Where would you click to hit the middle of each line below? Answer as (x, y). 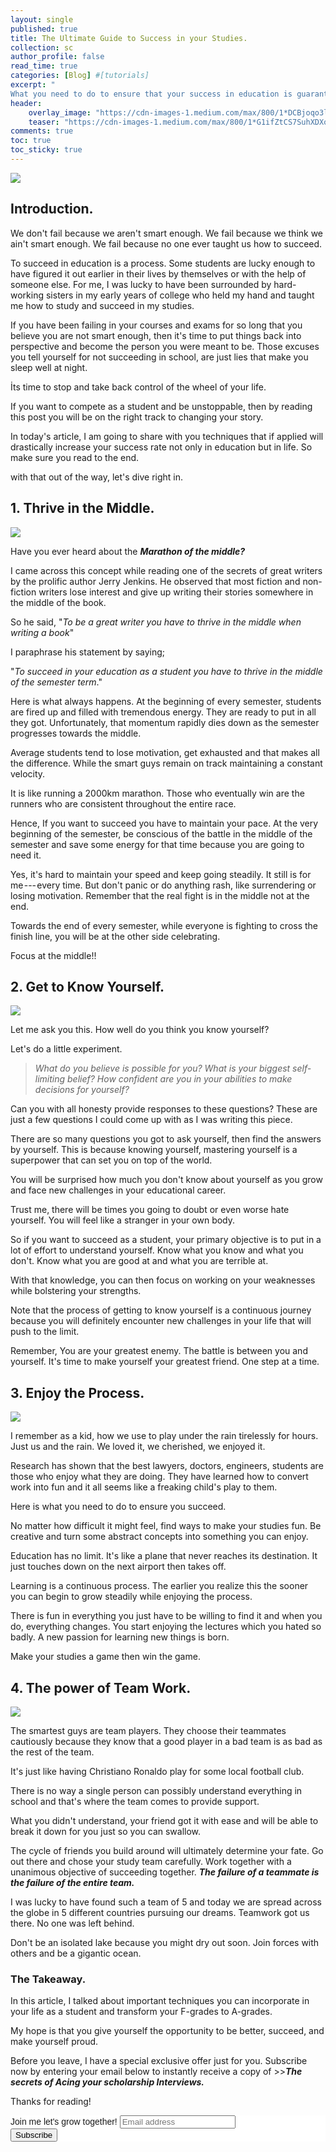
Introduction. (52, 209)
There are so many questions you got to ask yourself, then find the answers (166, 1139)
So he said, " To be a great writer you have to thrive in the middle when (156, 622)
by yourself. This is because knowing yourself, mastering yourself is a (154, 1150)
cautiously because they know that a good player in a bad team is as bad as (166, 1741)
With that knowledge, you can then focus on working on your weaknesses (163, 1280)
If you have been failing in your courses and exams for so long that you (156, 325)
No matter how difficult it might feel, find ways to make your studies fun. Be (166, 1526)
